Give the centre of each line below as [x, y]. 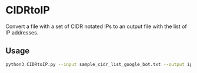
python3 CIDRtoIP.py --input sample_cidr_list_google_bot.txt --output [95, 64]
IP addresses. [22, 32]
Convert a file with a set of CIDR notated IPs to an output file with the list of [96, 26]
